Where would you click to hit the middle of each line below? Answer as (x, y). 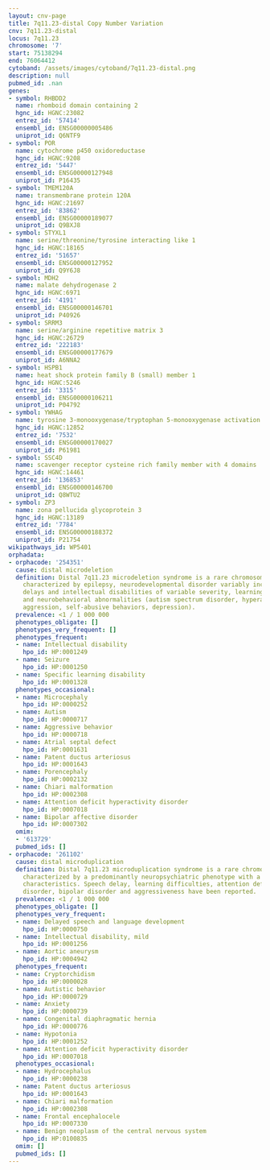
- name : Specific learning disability (81, 674)
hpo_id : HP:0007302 (55, 825)
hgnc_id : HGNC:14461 (50, 473)
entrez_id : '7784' (47, 525)
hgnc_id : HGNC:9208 (48, 158)
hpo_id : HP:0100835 (55, 1139)
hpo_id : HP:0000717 (55, 720)
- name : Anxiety (43, 1004)
